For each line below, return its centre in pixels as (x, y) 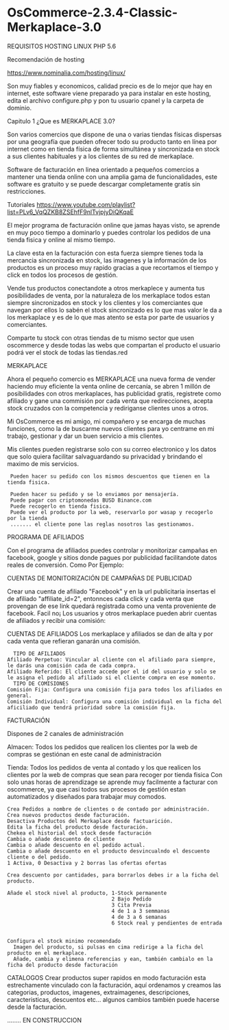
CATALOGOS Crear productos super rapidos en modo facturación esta (107, 977)
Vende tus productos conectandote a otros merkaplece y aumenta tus (106, 288)
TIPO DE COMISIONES (41, 683)
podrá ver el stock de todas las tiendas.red (68, 352)
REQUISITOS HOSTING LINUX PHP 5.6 (62, 46)
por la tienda (27, 518)
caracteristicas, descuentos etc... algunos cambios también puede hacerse (113, 999)
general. (20, 696)
